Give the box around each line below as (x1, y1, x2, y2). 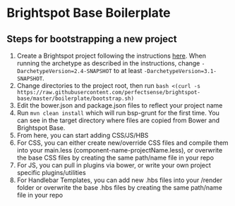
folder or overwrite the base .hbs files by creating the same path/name (16, 184, 223, 191)
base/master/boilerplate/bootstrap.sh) (16, 95, 135, 102)
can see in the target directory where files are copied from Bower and (16, 116, 220, 124)
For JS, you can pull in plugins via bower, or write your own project (16, 161, 211, 169)
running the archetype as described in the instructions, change (16, 59, 200, 67)
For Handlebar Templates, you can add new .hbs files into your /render (16, 176, 223, 184)
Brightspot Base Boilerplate (6, 5, 171, 21)
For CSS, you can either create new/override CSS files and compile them (16, 139, 229, 147)
